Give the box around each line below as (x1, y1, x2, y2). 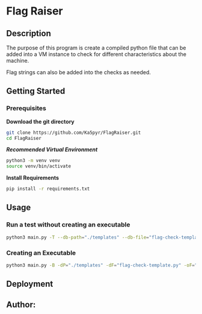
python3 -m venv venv (6, 158, 61, 164)
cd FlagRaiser (6, 135, 42, 141)
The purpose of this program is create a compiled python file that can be (6, 44, 186, 51)
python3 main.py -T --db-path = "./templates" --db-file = (6, 234, 149, 240)
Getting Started (6, 86, 66, 96)
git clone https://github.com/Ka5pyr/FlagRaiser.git (6, 130, 141, 136)
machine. (6, 57, 29, 64)
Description (6, 28, 51, 39)
